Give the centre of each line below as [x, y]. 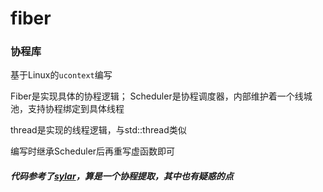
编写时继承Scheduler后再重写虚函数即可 [93, 151]
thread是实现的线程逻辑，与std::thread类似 [98, 130]
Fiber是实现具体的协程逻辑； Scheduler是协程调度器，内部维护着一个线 [157, 96]
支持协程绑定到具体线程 [76, 109]
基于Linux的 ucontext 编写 [61, 75]
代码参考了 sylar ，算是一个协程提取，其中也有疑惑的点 [122, 176]
